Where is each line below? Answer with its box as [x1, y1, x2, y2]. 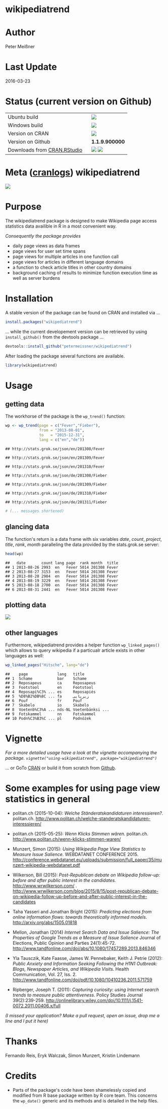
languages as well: [5, 653, 44, 659]
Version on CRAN [8, 130, 49, 137]
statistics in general [5, 793, 90, 805]
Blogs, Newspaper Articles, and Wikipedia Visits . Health [12, 966, 130, 972]
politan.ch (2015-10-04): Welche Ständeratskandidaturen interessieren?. [12, 810, 163, 816]
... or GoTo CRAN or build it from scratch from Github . [5, 764, 117, 771]
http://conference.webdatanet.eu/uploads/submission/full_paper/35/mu [12, 857, 162, 863]
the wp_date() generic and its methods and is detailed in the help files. [12, 1097, 158, 1103]
